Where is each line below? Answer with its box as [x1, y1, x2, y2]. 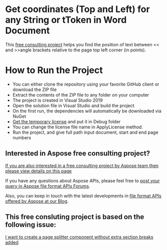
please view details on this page [5, 168, 72, 174]
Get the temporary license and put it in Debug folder [12, 118, 121, 124]
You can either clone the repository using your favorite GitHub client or [12, 81, 159, 87]
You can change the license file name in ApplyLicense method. [12, 124, 143, 130]
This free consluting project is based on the [5, 213, 144, 221]
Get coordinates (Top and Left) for [5, 4, 150, 15]
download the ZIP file [12, 87, 57, 93]
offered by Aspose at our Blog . [5, 198, 69, 204]
